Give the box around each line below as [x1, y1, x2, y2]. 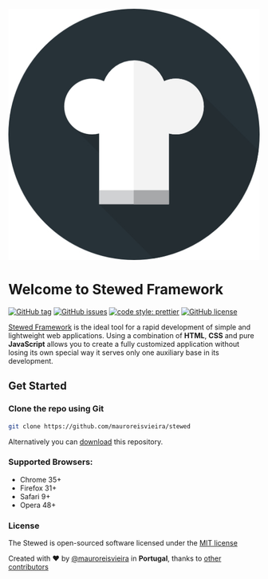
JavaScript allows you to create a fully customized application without [8, 339, 240, 349]
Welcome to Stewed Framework [8, 281, 223, 299]
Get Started [8, 380, 67, 393]
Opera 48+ [19, 500, 57, 510]
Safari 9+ [19, 491, 51, 501]
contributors [8, 562, 49, 572]
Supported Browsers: [8, 456, 93, 467]
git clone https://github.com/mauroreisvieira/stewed [8, 422, 191, 431]
